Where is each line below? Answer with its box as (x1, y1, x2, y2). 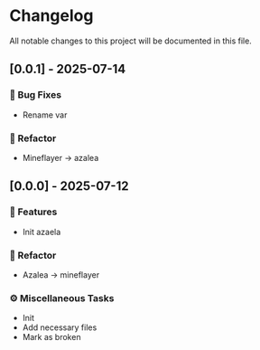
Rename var (22, 109, 68, 120)
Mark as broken (22, 332, 81, 343)
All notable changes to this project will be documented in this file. (9, 35, 253, 46)
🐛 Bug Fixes (9, 89, 61, 101)
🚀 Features (9, 205, 58, 218)
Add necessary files (22, 322, 97, 333)
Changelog (9, 5, 94, 26)
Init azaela (22, 226, 61, 237)
